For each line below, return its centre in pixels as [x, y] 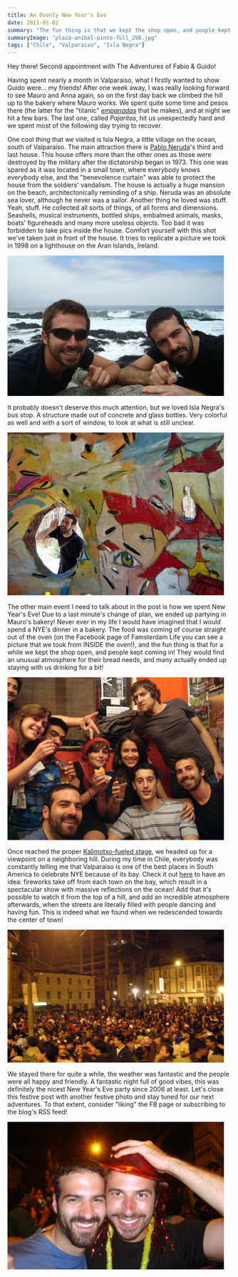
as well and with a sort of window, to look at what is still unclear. [102, 423]
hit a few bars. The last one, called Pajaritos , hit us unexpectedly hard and [116, 118]
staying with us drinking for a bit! [56, 668]
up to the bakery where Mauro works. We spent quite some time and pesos [118, 103]
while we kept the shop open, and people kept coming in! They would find [116, 652]
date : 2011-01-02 [33, 22]
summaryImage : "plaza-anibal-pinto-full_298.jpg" [83, 38]
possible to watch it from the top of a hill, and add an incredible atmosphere [118, 897]
